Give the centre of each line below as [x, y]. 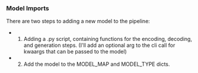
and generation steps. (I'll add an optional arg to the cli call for [99, 45]
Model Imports [28, 8]
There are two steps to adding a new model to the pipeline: [78, 21]
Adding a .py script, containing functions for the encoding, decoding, [108, 39]
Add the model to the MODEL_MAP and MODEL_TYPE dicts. [97, 64]
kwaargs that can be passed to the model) [75, 52]
